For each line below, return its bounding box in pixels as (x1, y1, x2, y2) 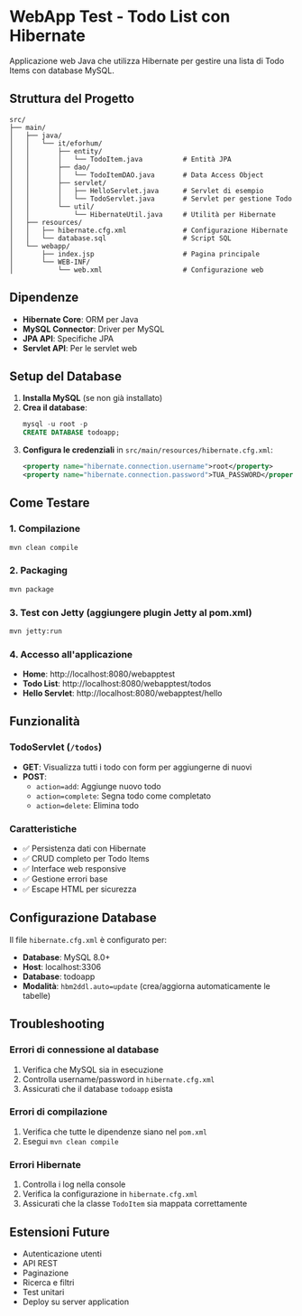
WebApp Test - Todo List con (9, 6, 231, 27)
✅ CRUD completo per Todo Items (22, 854, 151, 864)
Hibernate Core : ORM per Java (22, 313, 139, 324)
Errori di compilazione (9, 1106, 108, 1118)
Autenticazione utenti (22, 1248, 102, 1259)
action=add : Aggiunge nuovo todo (35, 780, 162, 791)
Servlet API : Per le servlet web (22, 342, 138, 353)
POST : (22, 770, 48, 782)
